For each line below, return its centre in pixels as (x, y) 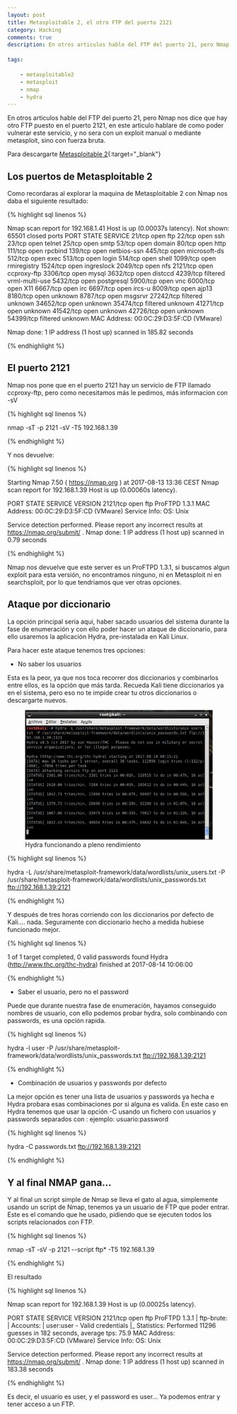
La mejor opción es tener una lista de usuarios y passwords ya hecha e (111, 1097)
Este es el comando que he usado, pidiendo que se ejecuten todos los (110, 1215)
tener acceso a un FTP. (41, 1404)
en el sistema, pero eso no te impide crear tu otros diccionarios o (102, 692)
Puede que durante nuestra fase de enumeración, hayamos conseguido (112, 1006)
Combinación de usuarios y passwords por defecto (92, 1083)
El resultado (25, 1277)
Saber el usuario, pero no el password (73, 992)
